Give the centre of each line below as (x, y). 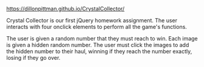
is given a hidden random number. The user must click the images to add (98, 45)
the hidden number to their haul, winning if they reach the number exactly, (99, 51)
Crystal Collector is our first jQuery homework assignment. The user (92, 20)
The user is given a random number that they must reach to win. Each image (102, 38)
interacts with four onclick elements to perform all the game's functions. (97, 27)
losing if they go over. (33, 58)
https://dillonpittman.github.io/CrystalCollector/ (65, 9)
